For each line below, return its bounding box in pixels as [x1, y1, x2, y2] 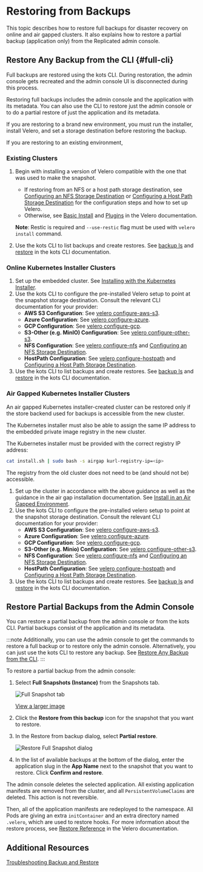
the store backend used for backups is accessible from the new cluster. [6, 409, 185, 417]
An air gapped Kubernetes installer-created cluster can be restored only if [6, 403, 191, 410]
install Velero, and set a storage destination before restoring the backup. [6, 126, 187, 134]
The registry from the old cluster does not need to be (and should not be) [6, 469, 189, 476]
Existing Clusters [6, 154, 58, 162]
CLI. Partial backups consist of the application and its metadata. [6, 625, 165, 632]
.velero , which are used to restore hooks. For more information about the [6, 818, 190, 826]
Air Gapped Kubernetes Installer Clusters [6, 389, 130, 398]
